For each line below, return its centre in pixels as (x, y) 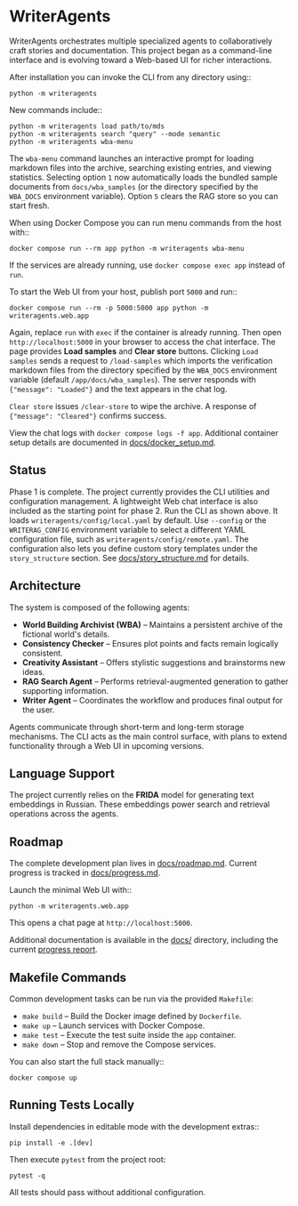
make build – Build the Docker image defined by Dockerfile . (132, 1016)
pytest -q (28, 1176)
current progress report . (53, 950)
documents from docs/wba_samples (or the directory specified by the (134, 186)
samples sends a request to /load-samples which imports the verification (141, 360)
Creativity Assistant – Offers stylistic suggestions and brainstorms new (154, 662)
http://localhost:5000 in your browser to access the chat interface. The (142, 342)
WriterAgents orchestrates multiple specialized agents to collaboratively (141, 41)
